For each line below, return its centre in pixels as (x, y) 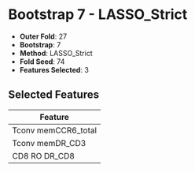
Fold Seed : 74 (42, 62)
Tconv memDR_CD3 (49, 143)
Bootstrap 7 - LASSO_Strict (98, 15)
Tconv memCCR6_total (54, 130)
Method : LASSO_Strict (56, 53)
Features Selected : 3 (54, 69)
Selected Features (54, 95)
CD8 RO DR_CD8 (43, 155)
